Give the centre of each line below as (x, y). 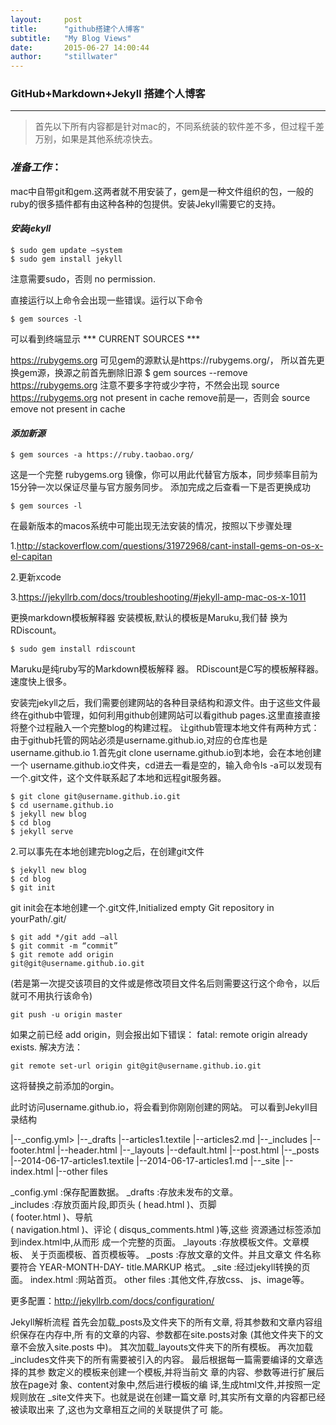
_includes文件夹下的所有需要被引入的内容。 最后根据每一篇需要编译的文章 (162, 1360)
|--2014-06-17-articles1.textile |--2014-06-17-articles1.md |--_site (145, 1161)
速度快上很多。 (41, 682)
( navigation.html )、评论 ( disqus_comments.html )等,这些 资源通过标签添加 (166, 1230)
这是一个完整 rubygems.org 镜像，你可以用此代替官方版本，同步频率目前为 (164, 475)
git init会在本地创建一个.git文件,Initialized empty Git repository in (142, 908)
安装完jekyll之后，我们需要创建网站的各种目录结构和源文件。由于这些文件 (161, 703)
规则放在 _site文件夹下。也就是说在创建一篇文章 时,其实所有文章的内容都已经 (168, 1397)
